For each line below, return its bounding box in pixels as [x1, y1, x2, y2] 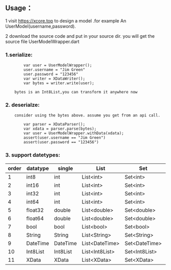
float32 [26, 206, 44, 213]
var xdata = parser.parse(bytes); [23, 126, 97, 132]
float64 [26, 215, 44, 222]
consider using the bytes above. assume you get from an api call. [14, 113, 160, 118]
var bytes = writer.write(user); [23, 81, 95, 86]
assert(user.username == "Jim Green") [23, 135, 106, 140]
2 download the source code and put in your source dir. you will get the [5, 33, 155, 39]
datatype [26, 164, 49, 171]
